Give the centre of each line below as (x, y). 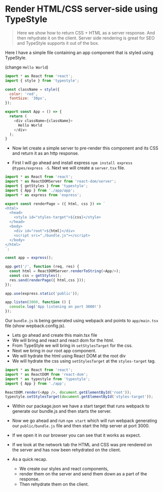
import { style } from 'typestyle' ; (42, 81)
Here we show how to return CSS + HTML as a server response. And (86, 33)
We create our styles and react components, (64, 469)
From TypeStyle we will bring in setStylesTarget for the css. (72, 346)
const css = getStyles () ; (36, 275)
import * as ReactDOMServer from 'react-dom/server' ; (61, 182)
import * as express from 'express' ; (43, 195)
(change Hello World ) (27, 67)
